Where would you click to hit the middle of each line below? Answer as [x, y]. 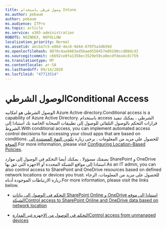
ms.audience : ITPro [25, 24]
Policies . [14, 149]
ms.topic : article [24, 28]
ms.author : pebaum [24, 14]
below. [12, 185]
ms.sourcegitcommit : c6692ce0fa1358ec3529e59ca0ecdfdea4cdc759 [72, 56]
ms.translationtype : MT [30, 60]
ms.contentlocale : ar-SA [31, 65]
